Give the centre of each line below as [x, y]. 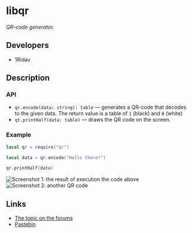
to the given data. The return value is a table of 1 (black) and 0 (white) [98, 114]
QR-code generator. [30, 27]
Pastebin [25, 224]
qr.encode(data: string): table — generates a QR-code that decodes [100, 107]
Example [19, 135]
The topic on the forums [44, 218]
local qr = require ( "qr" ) [37, 147]
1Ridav [22, 59]
